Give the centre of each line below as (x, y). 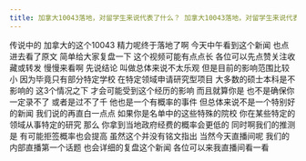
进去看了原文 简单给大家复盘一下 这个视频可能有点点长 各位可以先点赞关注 (148, 56)
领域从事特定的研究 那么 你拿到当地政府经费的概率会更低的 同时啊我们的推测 (153, 125)
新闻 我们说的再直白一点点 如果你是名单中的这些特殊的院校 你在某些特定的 (156, 113)
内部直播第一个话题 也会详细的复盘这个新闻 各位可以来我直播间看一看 (139, 147)
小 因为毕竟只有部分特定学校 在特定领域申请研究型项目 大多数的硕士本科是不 (153, 79)
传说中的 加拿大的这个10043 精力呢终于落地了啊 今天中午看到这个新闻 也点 (149, 45)
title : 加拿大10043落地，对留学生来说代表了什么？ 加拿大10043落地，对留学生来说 (148, 18)
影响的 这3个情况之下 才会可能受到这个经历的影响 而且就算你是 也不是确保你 (152, 90)
